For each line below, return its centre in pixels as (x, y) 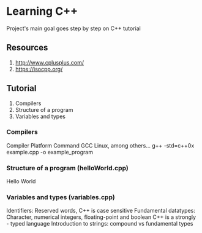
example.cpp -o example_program (50, 152)
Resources (27, 48)
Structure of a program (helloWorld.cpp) (67, 168)
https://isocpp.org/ (39, 69)
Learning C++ (42, 11)
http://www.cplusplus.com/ (50, 62)
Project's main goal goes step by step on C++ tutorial (73, 28)
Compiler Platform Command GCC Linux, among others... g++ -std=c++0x (100, 145)
